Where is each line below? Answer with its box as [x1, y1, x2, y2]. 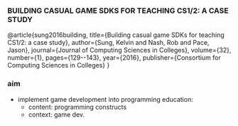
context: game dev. [28, 110, 85, 119]
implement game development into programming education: [17, 95, 193, 103]
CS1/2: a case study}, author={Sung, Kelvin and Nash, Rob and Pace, [7, 38, 210, 47]
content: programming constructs [28, 103, 127, 111]
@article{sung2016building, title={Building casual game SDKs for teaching [7, 31, 225, 39]
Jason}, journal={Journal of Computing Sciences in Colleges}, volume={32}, [7, 46, 232, 55]
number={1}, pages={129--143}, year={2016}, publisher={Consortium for [7, 53, 222, 62]
